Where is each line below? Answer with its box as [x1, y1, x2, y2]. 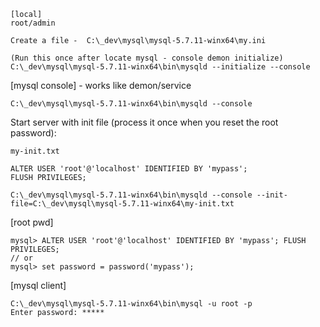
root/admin [10, 18, 56, 28]
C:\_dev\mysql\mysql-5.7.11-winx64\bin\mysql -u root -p [10, 299, 253, 309]
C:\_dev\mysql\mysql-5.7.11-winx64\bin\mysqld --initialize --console [10, 62, 311, 72]
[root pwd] [10, 216, 54, 228]
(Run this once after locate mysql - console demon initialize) [10, 53, 284, 63]
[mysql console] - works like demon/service [10, 80, 192, 91]
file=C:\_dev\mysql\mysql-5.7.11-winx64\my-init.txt [10, 199, 235, 209]
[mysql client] [10, 280, 67, 291]
